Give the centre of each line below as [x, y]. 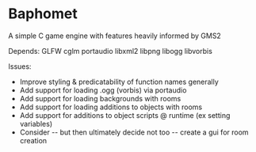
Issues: [20, 66]
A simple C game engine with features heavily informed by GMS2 [115, 36]
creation [33, 140]
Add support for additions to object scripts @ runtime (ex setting [125, 115]
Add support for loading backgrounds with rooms [100, 98]
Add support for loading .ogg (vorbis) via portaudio [103, 90]
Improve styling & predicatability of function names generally [119, 82]
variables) [36, 123]
